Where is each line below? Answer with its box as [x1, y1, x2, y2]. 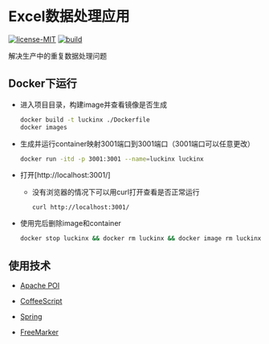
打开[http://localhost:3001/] [19, 170, 111, 180]
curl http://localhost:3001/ [31, 203, 130, 211]
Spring [19, 312, 43, 321]
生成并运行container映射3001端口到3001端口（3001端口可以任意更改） [19, 138, 255, 149]
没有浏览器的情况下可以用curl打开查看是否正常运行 [31, 187, 200, 197]
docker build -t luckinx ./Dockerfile [19, 116, 150, 124]
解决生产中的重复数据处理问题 [8, 51, 107, 60]
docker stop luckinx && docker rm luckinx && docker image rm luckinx [19, 235, 262, 243]
